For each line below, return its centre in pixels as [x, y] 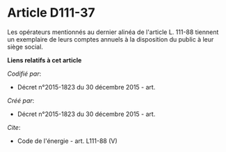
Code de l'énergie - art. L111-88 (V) [67, 141]
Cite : [14, 127]
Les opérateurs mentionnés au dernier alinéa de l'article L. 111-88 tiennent [113, 32]
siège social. [25, 47]
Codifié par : [24, 74]
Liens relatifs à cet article [45, 60]
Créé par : [21, 100]
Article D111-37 [51, 13]
